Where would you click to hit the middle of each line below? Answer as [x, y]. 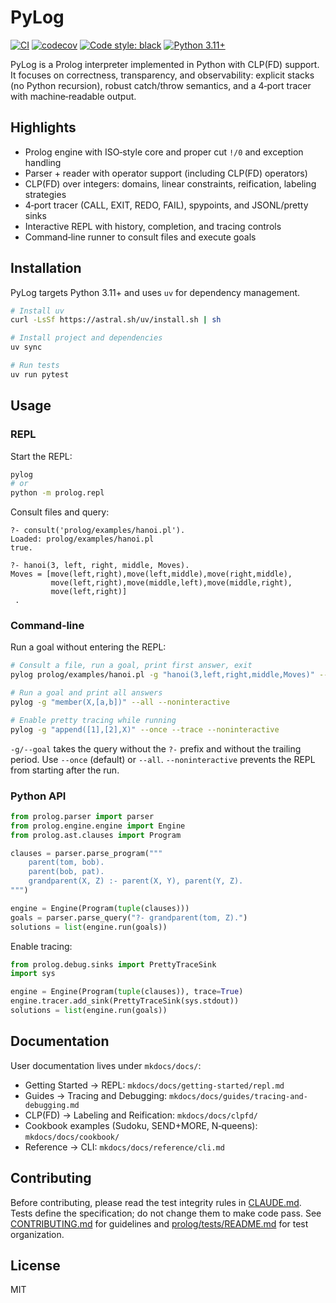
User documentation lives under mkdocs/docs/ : [106, 1065]
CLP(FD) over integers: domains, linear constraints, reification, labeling [170, 183]
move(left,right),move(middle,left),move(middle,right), [171, 583]
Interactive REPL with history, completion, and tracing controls [153, 226]
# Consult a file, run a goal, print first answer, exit [131, 666]
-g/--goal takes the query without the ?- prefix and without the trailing [156, 748]
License [35, 1265]
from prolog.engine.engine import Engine [98, 826]
